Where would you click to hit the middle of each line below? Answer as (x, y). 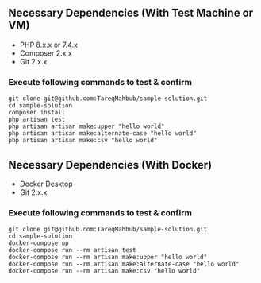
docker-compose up (38, 243)
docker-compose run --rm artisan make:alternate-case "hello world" (124, 264)
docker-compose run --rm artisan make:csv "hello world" (104, 271)
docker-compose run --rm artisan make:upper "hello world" (108, 258)
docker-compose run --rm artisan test (72, 250)
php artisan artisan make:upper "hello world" (86, 126)
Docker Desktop (46, 184)
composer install (37, 113)
